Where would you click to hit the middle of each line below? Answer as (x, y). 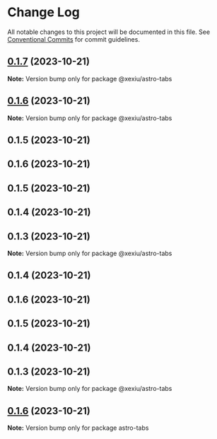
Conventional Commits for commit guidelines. (74, 39)
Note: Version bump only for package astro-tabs (78, 428)
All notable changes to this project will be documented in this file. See (109, 32)
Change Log (43, 12)
